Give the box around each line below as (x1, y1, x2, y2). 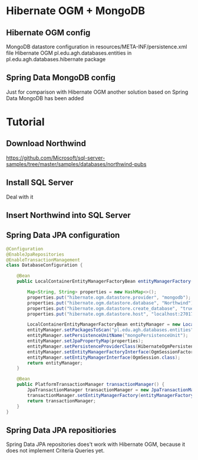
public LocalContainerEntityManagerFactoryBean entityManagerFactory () (16, 279, 196, 284)
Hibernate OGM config (6, 28, 91, 38)
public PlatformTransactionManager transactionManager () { (16, 382, 165, 388)
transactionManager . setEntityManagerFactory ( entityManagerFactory (27, 392, 194, 398)
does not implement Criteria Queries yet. (6, 447, 105, 454)
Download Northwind (6, 138, 87, 148)
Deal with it (6, 193, 34, 200)
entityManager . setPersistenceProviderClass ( (27, 343, 138, 349)
